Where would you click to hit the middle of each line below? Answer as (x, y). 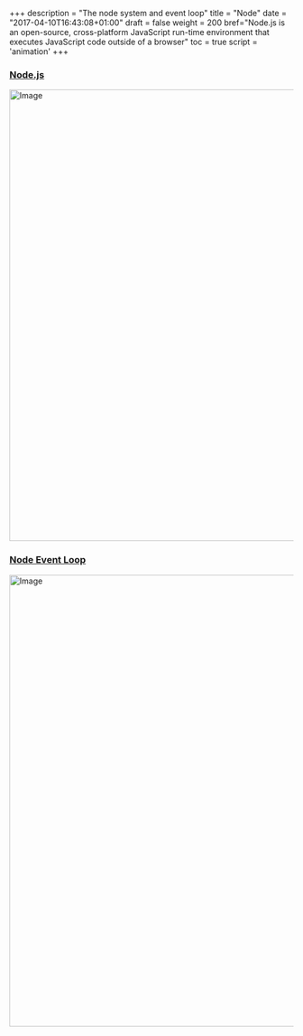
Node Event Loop (48, 560)
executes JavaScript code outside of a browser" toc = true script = (133, 42)
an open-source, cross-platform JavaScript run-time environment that (140, 32)
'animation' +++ (39, 51)
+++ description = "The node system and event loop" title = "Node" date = (148, 13)
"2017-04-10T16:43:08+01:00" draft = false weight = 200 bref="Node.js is (147, 23)
